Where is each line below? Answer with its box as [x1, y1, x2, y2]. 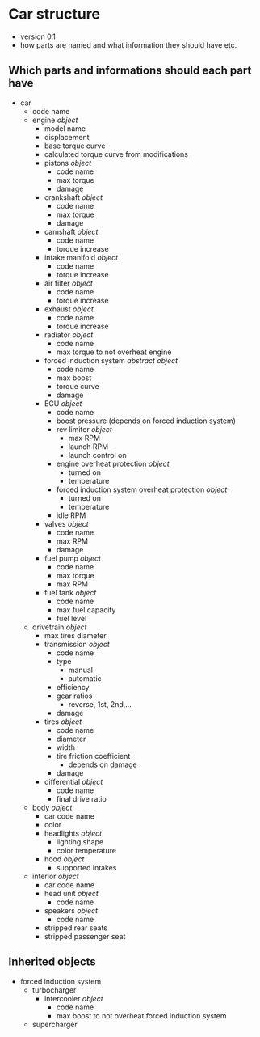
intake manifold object [44, 252, 119, 262]
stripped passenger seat [44, 931, 126, 941]
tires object [44, 717, 82, 726]
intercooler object [44, 993, 103, 1003]
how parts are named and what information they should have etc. [19, 40, 237, 49]
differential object [44, 777, 103, 786]
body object [31, 802, 73, 812]
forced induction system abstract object [44, 355, 178, 365]
